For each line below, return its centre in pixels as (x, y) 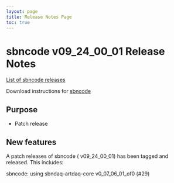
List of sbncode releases (36, 80)
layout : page (22, 11)
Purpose (22, 110)
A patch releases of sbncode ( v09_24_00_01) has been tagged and (87, 156)
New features (31, 142)
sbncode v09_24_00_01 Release (86, 51)
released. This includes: (35, 162)
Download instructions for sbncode (49, 91)
